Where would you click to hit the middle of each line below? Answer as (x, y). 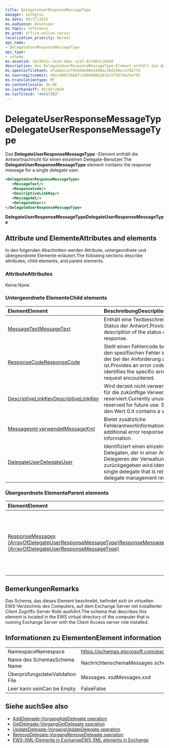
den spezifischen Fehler (132, 352)
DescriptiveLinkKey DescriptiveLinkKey (53, 399)
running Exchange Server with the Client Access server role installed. (77, 622)
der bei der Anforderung (132, 359)
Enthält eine (118, 319)
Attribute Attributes (29, 274)
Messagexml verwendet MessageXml (51, 429)
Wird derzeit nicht (125, 386)
